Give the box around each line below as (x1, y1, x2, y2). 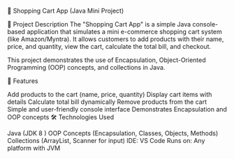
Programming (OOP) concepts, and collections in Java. (7, 63, 166, 71)
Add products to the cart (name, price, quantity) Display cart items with (7, 91, 212, 98)
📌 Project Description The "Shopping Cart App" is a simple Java (7, 20, 191, 28)
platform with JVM (7, 144, 61, 152)
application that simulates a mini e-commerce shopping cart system (27, 28, 222, 36)
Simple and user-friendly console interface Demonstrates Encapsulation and (7, 105, 227, 113)
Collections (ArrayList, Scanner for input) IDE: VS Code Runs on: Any (7, 137, 205, 144)
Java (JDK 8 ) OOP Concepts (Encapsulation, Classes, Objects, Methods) (7, 129, 219, 137)
